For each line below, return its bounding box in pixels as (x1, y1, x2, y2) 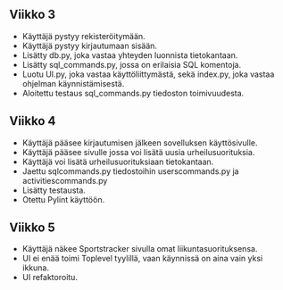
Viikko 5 (9, 220, 55, 236)
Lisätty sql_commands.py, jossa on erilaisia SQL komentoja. (21, 59, 242, 70)
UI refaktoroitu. (21, 272, 79, 283)
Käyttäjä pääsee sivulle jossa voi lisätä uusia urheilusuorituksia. (21, 146, 255, 157)
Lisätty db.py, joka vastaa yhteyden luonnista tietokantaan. (21, 49, 238, 61)
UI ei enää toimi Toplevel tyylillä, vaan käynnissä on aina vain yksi (21, 253, 263, 264)
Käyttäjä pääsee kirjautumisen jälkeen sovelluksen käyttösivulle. (21, 137, 258, 148)
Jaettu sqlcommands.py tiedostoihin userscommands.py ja (21, 165, 239, 177)
